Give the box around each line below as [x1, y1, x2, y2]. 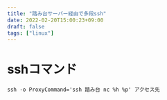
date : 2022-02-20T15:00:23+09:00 [7, 17, 104, 24]
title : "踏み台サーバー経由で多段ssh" [7, 10, 107, 17]
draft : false [7, 23, 45, 30]
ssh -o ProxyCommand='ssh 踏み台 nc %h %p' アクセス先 [7, 86, 161, 94]
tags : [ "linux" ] [7, 29, 54, 37]
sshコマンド [7, 62, 78, 77]
